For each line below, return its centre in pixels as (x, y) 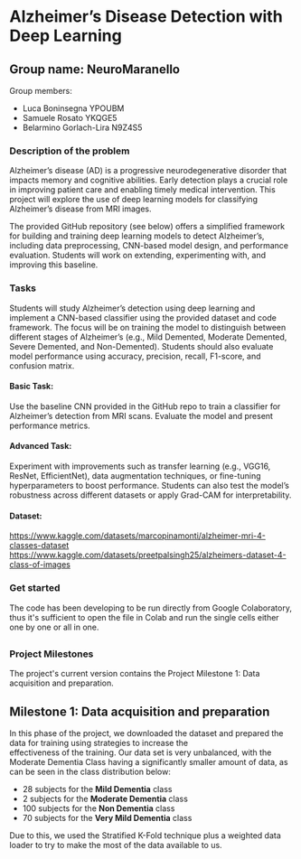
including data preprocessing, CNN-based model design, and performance (149, 246)
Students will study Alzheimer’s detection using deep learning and (132, 308)
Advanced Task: (41, 446)
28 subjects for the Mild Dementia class (97, 789)
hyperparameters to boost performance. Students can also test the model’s (149, 486)
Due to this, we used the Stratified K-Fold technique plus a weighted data (146, 836)
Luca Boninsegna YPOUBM (73, 108)
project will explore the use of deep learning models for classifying (133, 200)
